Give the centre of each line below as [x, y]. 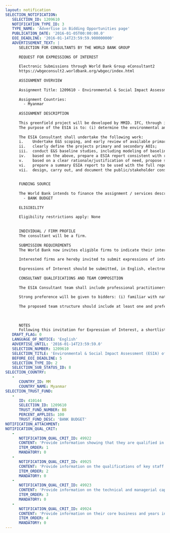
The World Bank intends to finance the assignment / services [86, 193]
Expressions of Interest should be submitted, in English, [82, 269]
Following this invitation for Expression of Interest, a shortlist [92, 330]
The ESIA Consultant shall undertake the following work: [81, 137]
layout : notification [28, 10]
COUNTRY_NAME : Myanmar [42, 386]
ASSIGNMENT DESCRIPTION [44, 114]
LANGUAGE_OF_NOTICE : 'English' [45, 340]
